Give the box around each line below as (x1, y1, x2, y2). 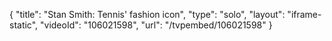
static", (9, 19, 39, 31)
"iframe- (287, 9, 322, 20)
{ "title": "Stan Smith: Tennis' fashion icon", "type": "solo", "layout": (9, 9, 286, 20)
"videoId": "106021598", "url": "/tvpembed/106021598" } (40, 19, 273, 31)
